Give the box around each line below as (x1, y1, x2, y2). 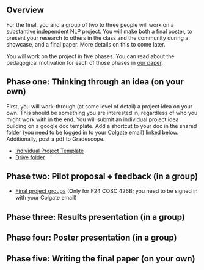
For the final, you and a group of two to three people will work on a (6, 21, 174, 28)
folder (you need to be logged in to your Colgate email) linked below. (6, 129, 179, 136)
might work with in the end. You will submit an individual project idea (6, 116, 179, 123)
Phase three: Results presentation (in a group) (6, 211, 185, 222)
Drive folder (15, 153, 45, 161)
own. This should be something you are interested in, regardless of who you (6, 109, 198, 116)
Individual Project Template (15, 147, 84, 154)
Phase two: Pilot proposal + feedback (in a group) (6, 171, 199, 182)
